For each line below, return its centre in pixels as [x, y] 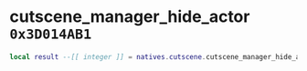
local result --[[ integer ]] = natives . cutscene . [108, 56]
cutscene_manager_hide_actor [130, 17]
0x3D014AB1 [51, 34]
